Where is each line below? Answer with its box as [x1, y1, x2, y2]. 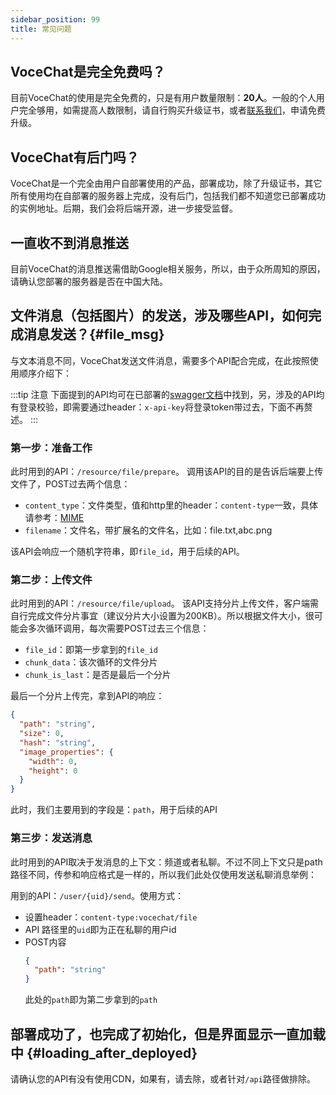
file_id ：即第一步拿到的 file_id [24, 644, 159, 656]
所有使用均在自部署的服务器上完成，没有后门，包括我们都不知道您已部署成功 [10, 190, 326, 202]
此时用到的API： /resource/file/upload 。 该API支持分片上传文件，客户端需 [10, 597, 320, 610]
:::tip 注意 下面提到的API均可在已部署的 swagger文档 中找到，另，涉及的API [10, 388, 317, 400]
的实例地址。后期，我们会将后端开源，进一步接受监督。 [10, 202, 238, 215]
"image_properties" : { [19, 747, 114, 757]
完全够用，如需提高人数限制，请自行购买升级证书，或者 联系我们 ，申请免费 [18, 104, 326, 116]
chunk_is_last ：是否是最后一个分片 [24, 669, 172, 681]
